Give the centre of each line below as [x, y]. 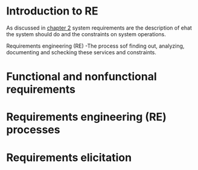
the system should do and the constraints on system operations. [86, 34]
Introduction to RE [52, 11]
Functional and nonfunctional [81, 77]
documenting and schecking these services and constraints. [81, 52]
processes [33, 130]
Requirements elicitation [69, 157]
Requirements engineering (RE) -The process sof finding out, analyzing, [95, 46]
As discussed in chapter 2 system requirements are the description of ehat [99, 28]
